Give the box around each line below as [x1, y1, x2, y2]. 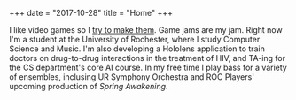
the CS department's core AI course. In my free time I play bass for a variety [9, 62, 288, 73]
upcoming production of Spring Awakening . [9, 81, 168, 91]
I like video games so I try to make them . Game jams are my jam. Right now [9, 25, 283, 35]
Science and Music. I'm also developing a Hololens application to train [9, 43, 266, 54]
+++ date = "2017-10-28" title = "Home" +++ [9, 8, 174, 18]
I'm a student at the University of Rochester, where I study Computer [9, 35, 261, 44]
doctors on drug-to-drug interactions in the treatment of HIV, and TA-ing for [9, 53, 286, 63]
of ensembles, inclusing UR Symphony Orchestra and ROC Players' [9, 72, 255, 82]
